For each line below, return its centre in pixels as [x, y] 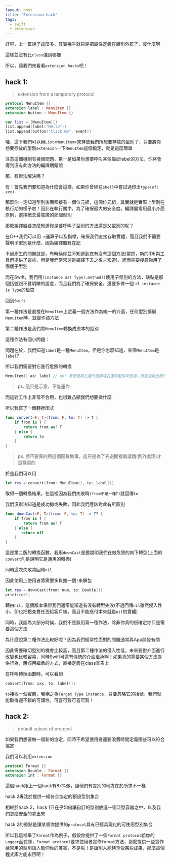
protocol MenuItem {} [28, 103]
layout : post [19, 10]
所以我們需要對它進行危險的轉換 [38, 366]
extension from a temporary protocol [56, 94]
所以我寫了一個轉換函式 [30, 408]
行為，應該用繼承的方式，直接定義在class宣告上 [59, 663]
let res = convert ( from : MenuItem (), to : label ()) [60, 483]
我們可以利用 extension [29, 756]
